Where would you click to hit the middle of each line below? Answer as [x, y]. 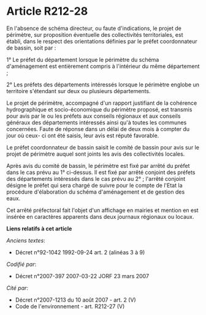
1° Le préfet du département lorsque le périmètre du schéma [83, 59]
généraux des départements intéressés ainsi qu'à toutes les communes [97, 122]
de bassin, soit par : [31, 48]
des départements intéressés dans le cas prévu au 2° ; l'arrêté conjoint [96, 178]
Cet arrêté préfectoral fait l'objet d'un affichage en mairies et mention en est [102, 210]
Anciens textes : [26, 240]
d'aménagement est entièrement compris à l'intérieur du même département [103, 66]
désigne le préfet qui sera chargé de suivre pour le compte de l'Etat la [94, 185]
